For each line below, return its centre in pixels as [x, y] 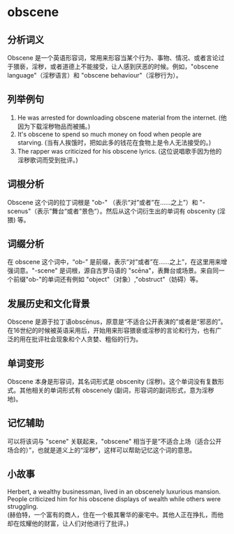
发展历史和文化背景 [49, 304]
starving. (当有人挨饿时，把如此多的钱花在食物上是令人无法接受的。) [114, 142]
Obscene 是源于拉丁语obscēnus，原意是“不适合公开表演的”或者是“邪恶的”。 [117, 322]
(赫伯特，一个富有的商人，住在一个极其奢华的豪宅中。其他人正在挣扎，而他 [116, 514]
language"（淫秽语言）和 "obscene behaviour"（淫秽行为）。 [95, 75]
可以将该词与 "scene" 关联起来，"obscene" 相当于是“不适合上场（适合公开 [115, 441]
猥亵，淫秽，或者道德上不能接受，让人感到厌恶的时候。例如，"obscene [116, 66]
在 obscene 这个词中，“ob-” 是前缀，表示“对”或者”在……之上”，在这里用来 [114, 262]
